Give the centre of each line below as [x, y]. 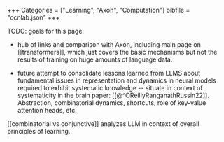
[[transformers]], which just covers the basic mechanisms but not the [117, 52]
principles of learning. [39, 131]
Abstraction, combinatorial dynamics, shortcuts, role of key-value [112, 103]
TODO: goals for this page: [46, 31]
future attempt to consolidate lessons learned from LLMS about [109, 73]
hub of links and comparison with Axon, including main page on [109, 44]
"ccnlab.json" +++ [34, 17]
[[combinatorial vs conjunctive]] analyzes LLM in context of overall [103, 124]
